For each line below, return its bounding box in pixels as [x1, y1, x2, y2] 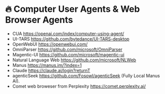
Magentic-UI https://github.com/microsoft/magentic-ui [12, 51, 125, 57]
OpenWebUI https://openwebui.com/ [12, 41, 88, 47]
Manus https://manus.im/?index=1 [12, 62, 82, 68]
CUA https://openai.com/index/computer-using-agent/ [12, 31, 124, 37]
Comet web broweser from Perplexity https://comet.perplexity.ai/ [12, 83, 146, 89]
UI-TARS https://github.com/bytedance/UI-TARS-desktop [12, 36, 130, 42]
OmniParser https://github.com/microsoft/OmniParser [12, 46, 123, 52]
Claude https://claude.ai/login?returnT [12, 67, 90, 73]
